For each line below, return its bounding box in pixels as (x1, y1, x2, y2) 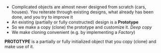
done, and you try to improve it (11, 14, 73, 20)
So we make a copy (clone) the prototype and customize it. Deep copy (11, 24, 152, 30)
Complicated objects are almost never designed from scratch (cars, (11, 4, 146, 10)
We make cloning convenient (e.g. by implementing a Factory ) (11, 30, 136, 35)
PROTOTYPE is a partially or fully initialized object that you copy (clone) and (4, 39, 157, 44)
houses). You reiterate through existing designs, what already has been (11, 9, 154, 15)
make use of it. (4, 44, 34, 49)
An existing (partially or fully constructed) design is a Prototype (11, 19, 139, 25)
